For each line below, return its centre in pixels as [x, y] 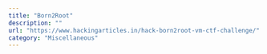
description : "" [35, 23]
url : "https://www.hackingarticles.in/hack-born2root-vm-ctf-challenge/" [134, 30]
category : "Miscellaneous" [53, 38]
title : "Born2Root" [41, 15]
